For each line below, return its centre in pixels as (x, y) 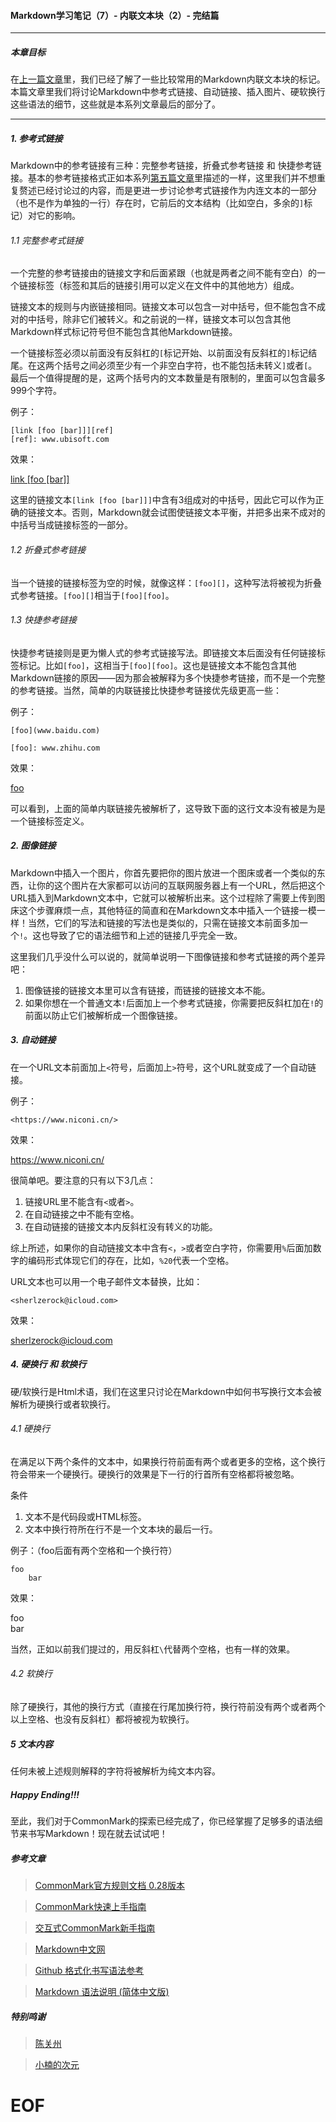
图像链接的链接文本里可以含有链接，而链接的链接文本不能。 (147, 990)
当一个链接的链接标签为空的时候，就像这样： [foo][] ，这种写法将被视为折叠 (166, 582)
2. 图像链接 (33, 846)
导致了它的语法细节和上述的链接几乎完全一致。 (146, 935)
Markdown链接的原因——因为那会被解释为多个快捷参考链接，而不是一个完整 (168, 677)
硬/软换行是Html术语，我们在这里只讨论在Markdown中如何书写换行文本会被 (166, 1391)
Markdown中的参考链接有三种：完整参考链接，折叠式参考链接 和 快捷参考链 (166, 166)
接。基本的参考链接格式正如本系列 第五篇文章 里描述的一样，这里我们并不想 (163, 178)
